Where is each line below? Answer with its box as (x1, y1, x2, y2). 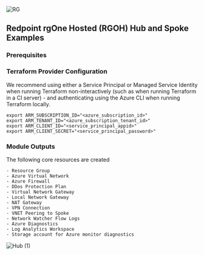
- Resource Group (6, 168, 50, 174)
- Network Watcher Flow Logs (6, 216, 80, 222)
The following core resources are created (6, 155, 110, 163)
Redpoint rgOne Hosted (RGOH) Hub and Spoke (6, 23, 189, 33)
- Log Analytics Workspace (6, 226, 75, 232)
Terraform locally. (6, 100, 50, 107)
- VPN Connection (6, 205, 50, 211)
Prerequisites (6, 51, 47, 59)
